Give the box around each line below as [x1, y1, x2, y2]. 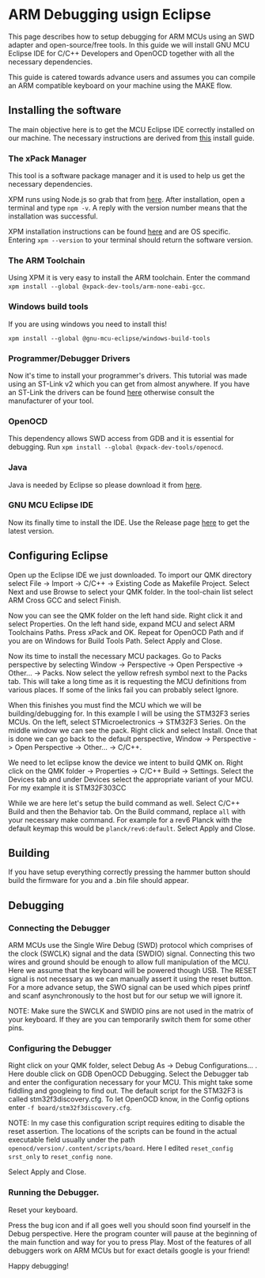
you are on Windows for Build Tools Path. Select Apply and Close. [8, 636, 223, 645]
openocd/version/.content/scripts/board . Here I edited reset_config [8, 1143, 233, 1153]
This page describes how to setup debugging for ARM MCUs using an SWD [8, 32, 255, 41]
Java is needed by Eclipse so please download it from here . [8, 480, 203, 489]
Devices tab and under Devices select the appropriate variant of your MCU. [8, 774, 254, 784]
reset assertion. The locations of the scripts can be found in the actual [8, 1127, 237, 1136]
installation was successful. [8, 211, 98, 221]
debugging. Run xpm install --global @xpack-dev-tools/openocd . [8, 442, 224, 452]
